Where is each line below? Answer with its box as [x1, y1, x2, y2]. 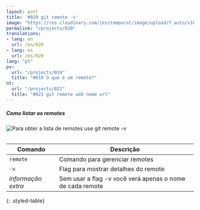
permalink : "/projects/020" [6, 25, 76, 31]
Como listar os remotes [6, 110, 65, 117]
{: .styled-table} [6, 197, 45, 204]
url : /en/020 [11, 42, 44, 48]
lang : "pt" [6, 58, 33, 64]
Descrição [110, 145, 140, 153]
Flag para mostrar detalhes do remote [59, 164, 165, 173]
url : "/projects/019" [11, 69, 65, 75]
